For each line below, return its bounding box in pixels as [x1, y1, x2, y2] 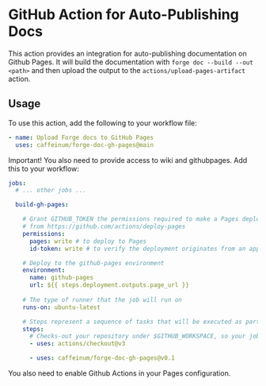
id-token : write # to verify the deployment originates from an [28, 245, 246, 253]
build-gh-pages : [15, 201, 69, 209]
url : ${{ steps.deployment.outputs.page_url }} [28, 281, 190, 289]
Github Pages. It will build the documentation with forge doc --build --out [8, 57, 253, 67]
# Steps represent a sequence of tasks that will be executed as [22, 318, 243, 326]
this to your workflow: [8, 164, 79, 173]
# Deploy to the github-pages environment [22, 259, 165, 267]
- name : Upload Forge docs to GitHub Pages [8, 133, 154, 141]
